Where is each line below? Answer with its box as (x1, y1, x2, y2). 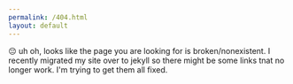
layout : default (8, 21, 68, 30)
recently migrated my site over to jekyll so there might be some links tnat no (8, 55, 285, 65)
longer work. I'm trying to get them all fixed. (8, 64, 168, 75)
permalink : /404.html (8, 12, 89, 22)
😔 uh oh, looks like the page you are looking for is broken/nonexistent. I (8, 45, 271, 56)
